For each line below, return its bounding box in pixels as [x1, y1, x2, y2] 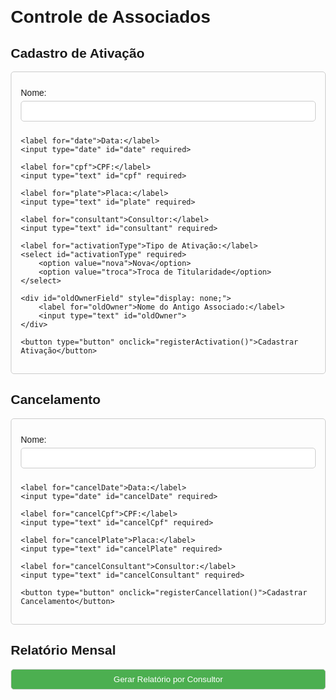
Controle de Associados [10, 7, 211, 28]
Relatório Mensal [10, 642, 117, 658]
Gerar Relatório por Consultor [113, 674, 224, 684]
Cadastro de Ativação [10, 45, 145, 61]
